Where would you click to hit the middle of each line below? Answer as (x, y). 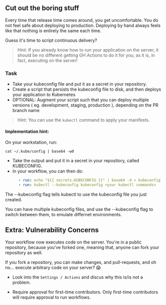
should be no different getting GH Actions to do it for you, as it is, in (86, 55)
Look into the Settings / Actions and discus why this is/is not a (78, 277)
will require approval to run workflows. (51, 297)
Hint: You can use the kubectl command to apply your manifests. (83, 120)
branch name (26, 111)
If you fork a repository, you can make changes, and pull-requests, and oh (81, 262)
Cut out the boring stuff (42, 8)
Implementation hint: (27, 131)
